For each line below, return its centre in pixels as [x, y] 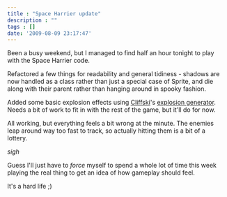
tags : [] [22, 27]
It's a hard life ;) [30, 187]
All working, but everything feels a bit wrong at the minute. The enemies [111, 124]
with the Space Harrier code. [49, 61]
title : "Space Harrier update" [54, 14]
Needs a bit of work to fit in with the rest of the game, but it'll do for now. [111, 110]
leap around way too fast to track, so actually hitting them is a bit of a [106, 131]
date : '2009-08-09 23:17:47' [49, 33]
